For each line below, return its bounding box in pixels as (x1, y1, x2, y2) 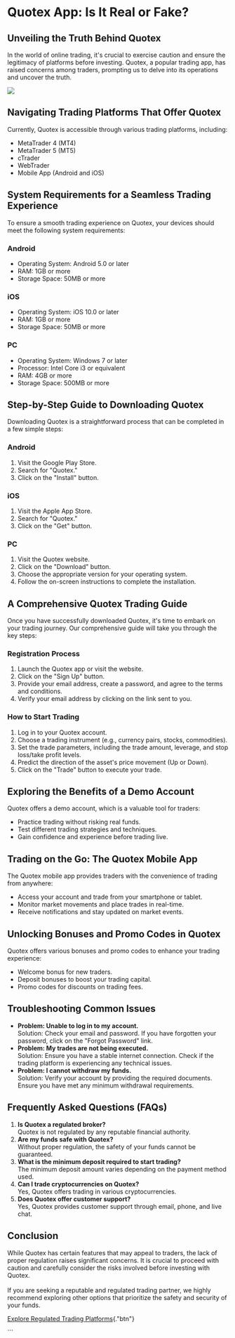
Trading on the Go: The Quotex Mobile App (7, 853, 198, 865)
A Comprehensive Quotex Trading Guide (7, 598, 188, 610)
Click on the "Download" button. (17, 563, 111, 571)
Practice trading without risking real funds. (17, 818, 141, 827)
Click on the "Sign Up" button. (17, 672, 105, 681)
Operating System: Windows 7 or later (17, 356, 128, 365)
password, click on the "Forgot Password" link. (17, 1036, 153, 1045)
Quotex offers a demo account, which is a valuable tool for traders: (7, 804, 201, 812)
